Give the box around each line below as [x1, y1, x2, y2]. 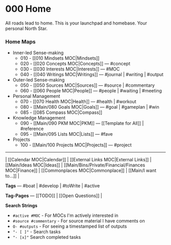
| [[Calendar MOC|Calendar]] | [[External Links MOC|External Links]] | [5, 157, 152, 163]
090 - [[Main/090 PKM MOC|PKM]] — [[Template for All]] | [20, 120, 144, 127]
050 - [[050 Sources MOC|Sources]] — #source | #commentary [20, 82, 155, 88]
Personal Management [12, 93, 61, 100]
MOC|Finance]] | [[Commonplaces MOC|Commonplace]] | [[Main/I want [5, 167, 157, 174]
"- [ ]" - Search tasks [12, 229, 61, 235]
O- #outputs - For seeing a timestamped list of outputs [12, 223, 127, 230]
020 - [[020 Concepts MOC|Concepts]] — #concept [20, 61, 131, 67]
